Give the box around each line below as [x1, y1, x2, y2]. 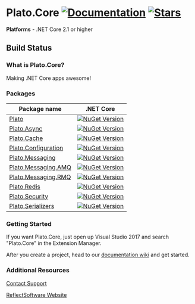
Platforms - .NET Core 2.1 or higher [6, 26, 93, 33]
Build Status [6, 43, 52, 53]
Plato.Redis [9, 182, 40, 191]
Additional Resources [6, 266, 70, 274]
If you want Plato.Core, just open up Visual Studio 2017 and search [6, 233, 169, 241]
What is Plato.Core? [6, 61, 65, 69]
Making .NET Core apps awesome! [6, 75, 91, 82]
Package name [18, 104, 62, 113]
